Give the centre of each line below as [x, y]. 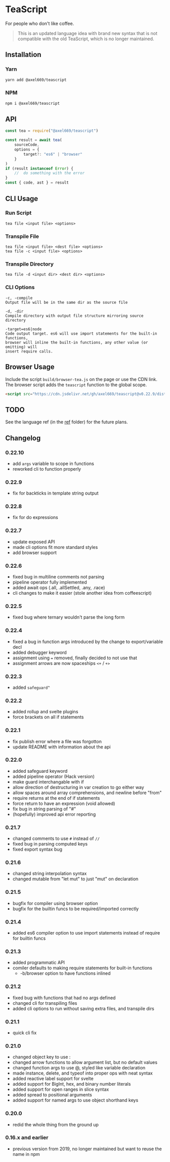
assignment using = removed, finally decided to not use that [75, 658]
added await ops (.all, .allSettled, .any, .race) [59, 588]
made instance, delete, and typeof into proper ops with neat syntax [82, 1073]
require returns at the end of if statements [56, 798]
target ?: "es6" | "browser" [53, 154]
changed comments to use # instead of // [56, 838]
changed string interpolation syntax [50, 874]
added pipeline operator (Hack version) [54, 776]
